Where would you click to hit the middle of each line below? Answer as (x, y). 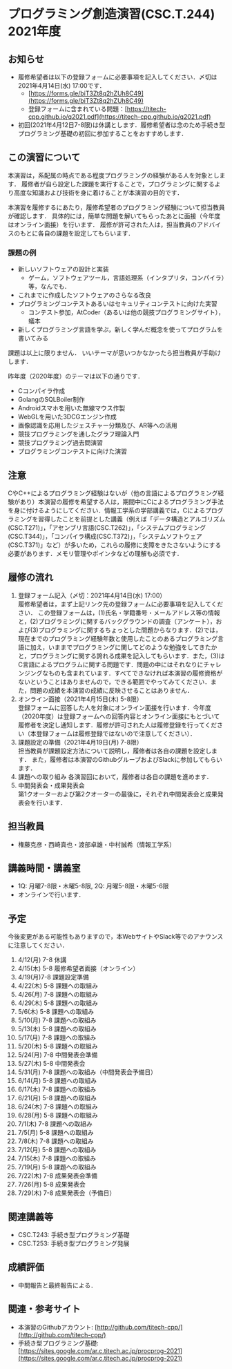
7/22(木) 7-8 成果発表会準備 (57, 1176)
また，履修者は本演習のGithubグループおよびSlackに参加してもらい (127, 759)
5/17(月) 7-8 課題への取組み (57, 1037)
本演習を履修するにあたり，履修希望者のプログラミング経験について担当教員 (116, 207)
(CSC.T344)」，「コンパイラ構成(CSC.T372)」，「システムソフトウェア (105, 536)
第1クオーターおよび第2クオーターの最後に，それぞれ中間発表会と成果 (118, 794)
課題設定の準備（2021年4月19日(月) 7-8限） (80, 742)
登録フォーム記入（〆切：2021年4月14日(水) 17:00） (92, 595)
